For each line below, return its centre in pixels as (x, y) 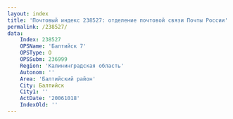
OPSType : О (36, 53)
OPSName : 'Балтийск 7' (53, 46)
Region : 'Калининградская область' (72, 66)
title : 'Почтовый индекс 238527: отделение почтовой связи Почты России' (118, 20)
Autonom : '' (37, 72)
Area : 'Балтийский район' (58, 79)
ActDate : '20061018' (50, 99)
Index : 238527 (40, 40)
